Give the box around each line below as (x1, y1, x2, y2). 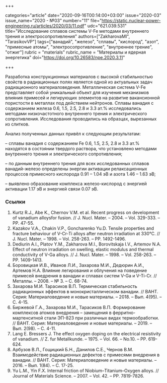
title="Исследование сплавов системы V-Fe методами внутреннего (5, 28, 149, 34)
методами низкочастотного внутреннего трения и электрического (5, 111, 148, 117)
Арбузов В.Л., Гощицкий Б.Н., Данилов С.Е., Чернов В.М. (12, 347, 133, 353)
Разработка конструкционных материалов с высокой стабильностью (5, 74, 153, 79)
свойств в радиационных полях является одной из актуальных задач (5, 79, 153, 85)
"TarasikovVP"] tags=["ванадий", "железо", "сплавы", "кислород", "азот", (5, 39, 159, 45)
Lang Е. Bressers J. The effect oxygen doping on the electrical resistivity (12, 331, 162, 337)
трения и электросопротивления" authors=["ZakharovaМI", (5, 33, 130, 39)
